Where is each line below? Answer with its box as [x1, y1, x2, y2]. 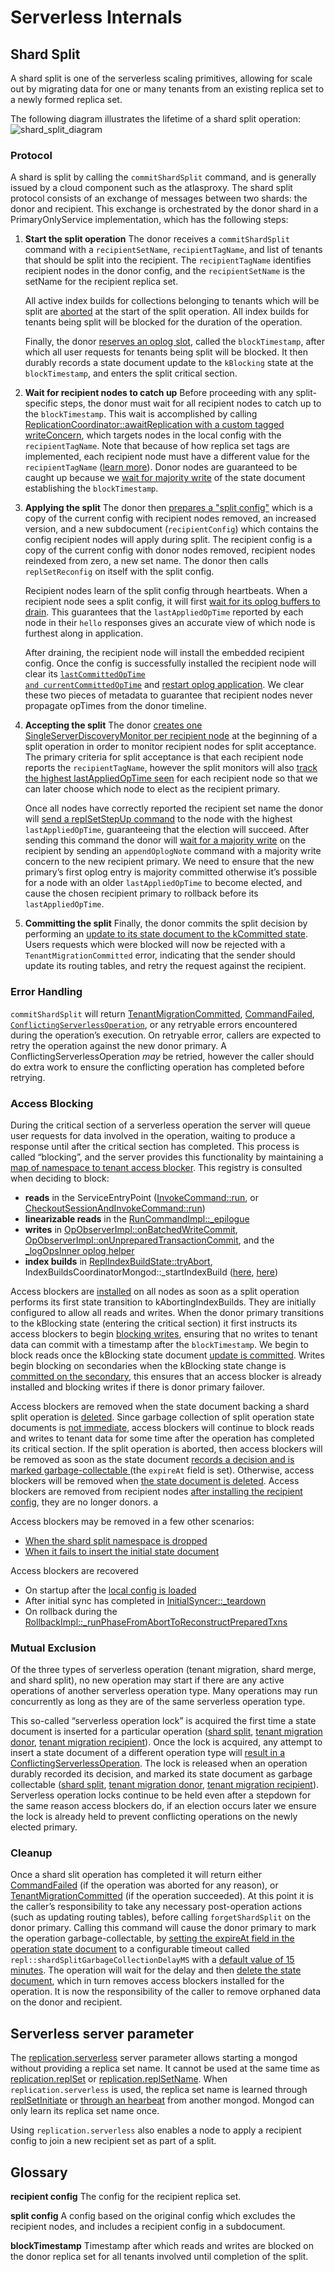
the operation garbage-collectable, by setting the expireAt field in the [10, 1932, 295, 1945]
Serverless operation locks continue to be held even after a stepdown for [10, 1789, 312, 1801]
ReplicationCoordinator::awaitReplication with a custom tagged [24, 419, 285, 431]
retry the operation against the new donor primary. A [10, 1039, 227, 1051]
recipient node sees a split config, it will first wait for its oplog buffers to [24, 596, 321, 608]
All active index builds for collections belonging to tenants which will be [24, 295, 320, 307]
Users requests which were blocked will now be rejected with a [24, 939, 286, 951]
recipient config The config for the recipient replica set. [10, 2191, 242, 2203]
